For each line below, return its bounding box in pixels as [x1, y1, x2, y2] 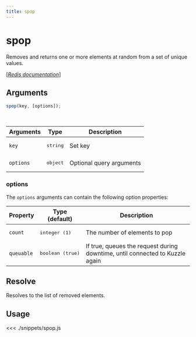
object [46, 159, 64, 166]
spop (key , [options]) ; [6, 103, 61, 109]
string [46, 142, 64, 149]
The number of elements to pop [85, 229, 173, 237]
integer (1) [40, 229, 72, 236]
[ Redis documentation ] [6, 71, 61, 78]
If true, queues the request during [85, 241, 178, 250]
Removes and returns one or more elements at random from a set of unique [6, 53, 188, 60]
